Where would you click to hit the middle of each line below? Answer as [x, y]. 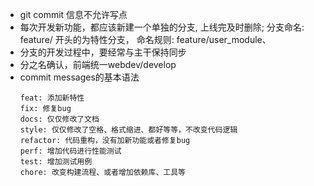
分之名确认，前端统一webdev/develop [98, 64]
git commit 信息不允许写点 [73, 14]
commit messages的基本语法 [79, 77]
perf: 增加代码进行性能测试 [70, 151]
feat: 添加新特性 [52, 98]
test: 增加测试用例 [56, 162]
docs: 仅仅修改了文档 [59, 119]
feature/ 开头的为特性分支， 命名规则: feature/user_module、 [145, 39]
